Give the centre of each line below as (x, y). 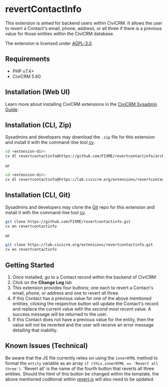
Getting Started (30, 265)
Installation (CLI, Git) (38, 195)
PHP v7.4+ (23, 71)
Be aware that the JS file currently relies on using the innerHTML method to (82, 358)
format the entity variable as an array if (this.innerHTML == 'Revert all (82, 363)
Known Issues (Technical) (47, 346)
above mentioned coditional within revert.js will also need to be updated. (80, 379)
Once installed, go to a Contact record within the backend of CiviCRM (84, 277)
